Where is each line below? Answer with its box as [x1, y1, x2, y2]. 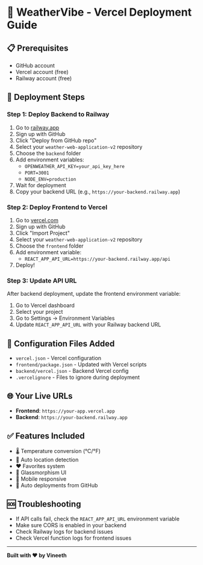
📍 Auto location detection [15, 456, 79, 463]
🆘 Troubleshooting [7, 499, 81, 510]
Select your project [15, 308, 63, 316]
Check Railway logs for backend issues [15, 528, 113, 535]
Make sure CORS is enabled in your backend [15, 521, 127, 529]
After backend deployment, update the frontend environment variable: [7, 290, 181, 298]
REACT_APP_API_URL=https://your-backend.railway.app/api [24, 256, 171, 262]
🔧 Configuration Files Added [7, 339, 115, 349]
